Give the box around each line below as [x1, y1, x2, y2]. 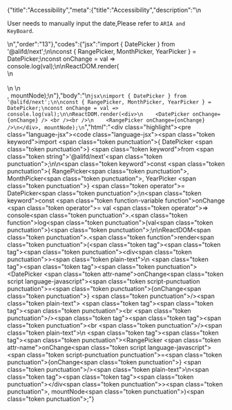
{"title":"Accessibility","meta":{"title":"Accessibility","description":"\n [7, 6, 202, 14]
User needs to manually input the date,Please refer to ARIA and [7, 19, 186, 27]
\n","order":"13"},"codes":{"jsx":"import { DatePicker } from [7, 40, 175, 48]
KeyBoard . [7, 27, 35, 35]
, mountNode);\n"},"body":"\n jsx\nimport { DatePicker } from [7, 91, 186, 100]
